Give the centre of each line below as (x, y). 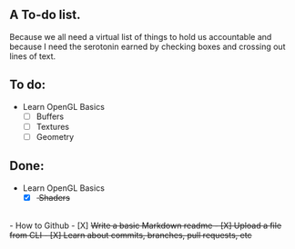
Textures (53, 126)
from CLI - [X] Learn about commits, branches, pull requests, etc (131, 234)
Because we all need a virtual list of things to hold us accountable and (141, 36)
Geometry (55, 136)
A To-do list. (45, 15)
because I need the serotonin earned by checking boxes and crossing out (147, 46)
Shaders (55, 197)
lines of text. (33, 56)
